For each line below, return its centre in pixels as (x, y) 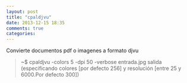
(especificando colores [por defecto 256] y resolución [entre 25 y (101, 68)
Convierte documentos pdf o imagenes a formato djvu (72, 50)
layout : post (22, 12)
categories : (21, 34)
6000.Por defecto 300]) (50, 75)
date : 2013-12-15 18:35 (36, 23)
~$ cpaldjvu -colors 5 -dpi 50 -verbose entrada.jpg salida (91, 62)
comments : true (25, 28)
